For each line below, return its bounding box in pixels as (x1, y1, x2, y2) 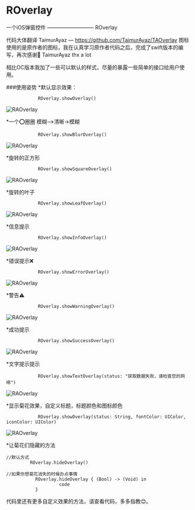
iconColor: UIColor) (6, 419, 57, 425)
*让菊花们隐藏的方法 (6, 441, 56, 449)
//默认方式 (6, 454, 30, 460)
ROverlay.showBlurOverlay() (37, 131, 108, 138)
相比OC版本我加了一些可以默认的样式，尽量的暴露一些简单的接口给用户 (6, 63, 180, 71)
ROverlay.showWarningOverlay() (37, 303, 115, 309)
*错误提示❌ (6, 257, 34, 264)
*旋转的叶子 (6, 189, 35, 196)
